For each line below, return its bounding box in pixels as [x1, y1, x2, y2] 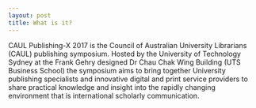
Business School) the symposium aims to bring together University [8, 65, 226, 75]
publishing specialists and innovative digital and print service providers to [8, 74, 248, 84]
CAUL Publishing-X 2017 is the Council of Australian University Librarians [8, 40, 247, 50]
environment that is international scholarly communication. [8, 91, 200, 100]
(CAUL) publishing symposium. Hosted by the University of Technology [8, 49, 242, 58]
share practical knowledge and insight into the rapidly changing [8, 82, 216, 91]
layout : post [8, 11, 52, 20]
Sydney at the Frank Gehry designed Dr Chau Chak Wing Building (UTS [8, 57, 241, 67]
